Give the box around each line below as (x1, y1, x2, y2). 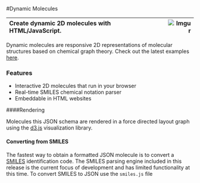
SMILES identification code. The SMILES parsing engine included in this (6, 157, 182, 165)
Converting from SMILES (6, 138, 69, 145)
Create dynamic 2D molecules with (9, 19, 111, 27)
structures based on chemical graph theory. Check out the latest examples (6, 48, 189, 55)
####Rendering (6, 106, 45, 113)
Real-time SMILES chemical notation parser (14, 89, 122, 96)
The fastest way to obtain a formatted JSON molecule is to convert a (6, 151, 174, 158)
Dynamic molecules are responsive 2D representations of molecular (6, 42, 173, 48)
